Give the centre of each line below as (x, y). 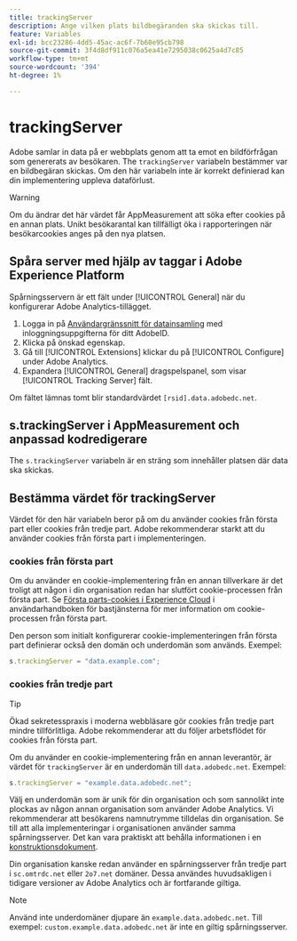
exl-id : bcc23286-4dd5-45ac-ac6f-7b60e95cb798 (97, 42)
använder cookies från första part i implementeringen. (108, 538)
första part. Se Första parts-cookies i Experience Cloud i (112, 599)
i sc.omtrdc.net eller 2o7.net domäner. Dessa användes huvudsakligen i (141, 873)
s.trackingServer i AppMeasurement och (125, 425)
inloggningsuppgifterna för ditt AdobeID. (96, 333)
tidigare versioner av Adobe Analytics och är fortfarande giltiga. (125, 883)
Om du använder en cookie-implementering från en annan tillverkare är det (146, 581)
